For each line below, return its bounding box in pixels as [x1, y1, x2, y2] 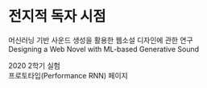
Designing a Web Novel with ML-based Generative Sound [8, 44, 200, 54]
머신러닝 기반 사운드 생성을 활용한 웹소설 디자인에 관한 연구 [8, 35, 193, 45]
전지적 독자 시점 [8, 7, 106, 26]
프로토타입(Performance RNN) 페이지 [8, 70, 128, 80]
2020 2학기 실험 [8, 61, 60, 70]
